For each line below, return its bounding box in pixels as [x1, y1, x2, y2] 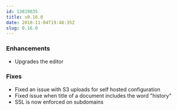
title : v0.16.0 [6, 14, 44, 20]
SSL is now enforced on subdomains [14, 98, 104, 105]
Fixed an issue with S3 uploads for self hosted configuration [14, 86, 161, 93]
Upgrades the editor [14, 58, 64, 65]
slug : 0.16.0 [6, 25, 38, 31]
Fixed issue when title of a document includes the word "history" [14, 92, 172, 99]
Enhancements [6, 45, 51, 53]
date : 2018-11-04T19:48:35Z [6, 19, 75, 25]
